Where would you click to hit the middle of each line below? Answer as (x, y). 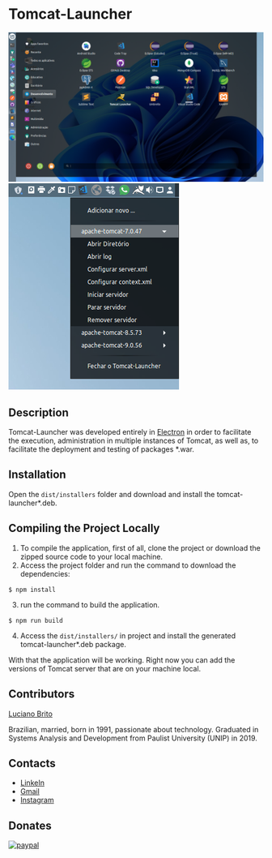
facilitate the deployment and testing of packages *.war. (101, 449)
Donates (30, 825)
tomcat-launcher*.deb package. (73, 644)
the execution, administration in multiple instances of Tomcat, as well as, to (134, 441)
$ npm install (32, 590)
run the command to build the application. (90, 604)
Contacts (32, 763)
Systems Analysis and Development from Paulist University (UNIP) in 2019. (133, 738)
